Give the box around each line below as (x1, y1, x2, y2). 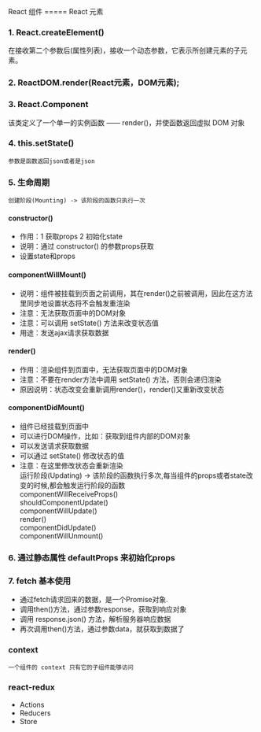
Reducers (19, 708, 51, 718)
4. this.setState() (8, 138, 75, 149)
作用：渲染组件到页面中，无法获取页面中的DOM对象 (19, 364, 189, 374)
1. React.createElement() (8, 27, 105, 38)
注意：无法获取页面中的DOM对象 (19, 308, 127, 317)
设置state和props (19, 251, 76, 261)
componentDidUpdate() (19, 523, 97, 532)
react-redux (8, 682, 55, 693)
